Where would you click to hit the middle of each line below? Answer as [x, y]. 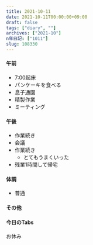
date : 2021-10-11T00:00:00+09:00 [47, 17]
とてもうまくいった [46, 157]
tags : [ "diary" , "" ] [31, 28]
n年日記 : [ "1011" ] [27, 39]
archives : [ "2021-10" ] [34, 33]
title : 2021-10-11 [28, 11]
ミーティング [30, 107]
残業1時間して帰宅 [36, 165]
